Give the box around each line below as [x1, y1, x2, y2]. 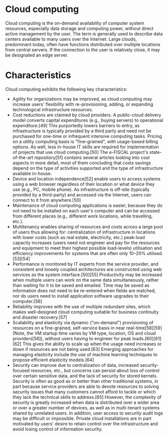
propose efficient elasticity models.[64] [12, 357, 94, 363]
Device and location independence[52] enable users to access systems [12, 175, 160, 181]
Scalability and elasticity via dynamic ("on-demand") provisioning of [12, 319, 154, 325]
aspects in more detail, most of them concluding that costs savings [12, 159, 151, 166]
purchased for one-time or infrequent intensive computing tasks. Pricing [12, 133, 162, 139]
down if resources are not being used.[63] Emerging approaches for [12, 346, 154, 352]
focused [12, 367, 30, 373]
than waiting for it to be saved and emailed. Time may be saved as [12, 282, 149, 288]
